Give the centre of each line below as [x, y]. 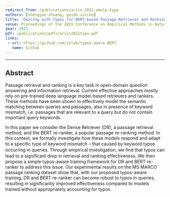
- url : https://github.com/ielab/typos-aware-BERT [62, 43]
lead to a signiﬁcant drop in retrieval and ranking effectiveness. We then [80, 156]
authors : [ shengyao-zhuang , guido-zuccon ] [51, 15]
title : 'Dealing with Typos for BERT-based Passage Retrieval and [77, 19]
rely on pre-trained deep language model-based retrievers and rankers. [80, 96]
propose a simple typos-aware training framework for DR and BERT [75, 162]
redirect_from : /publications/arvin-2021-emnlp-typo [62, 10]
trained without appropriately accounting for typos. [58, 189]
